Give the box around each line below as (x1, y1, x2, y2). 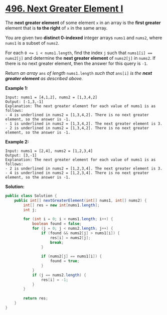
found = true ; (50, 259, 80, 264)
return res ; (23, 296, 49, 301)
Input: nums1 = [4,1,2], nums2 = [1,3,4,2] (5, 95, 98, 100)
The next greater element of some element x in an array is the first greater (5, 20, 161, 26)
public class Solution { (5, 193, 57, 198)
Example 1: (5, 85, 29, 91)
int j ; (23, 207, 37, 212)
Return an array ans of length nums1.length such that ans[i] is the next (5, 70, 152, 76)
